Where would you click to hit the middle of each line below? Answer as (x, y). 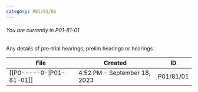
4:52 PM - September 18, (115, 73)
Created (115, 63)
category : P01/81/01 (32, 11)
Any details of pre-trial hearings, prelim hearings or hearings (80, 48)
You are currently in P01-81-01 (43, 30)
